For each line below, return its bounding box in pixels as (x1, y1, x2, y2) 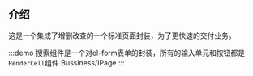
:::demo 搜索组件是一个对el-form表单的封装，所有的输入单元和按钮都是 (8, 48, 246, 57)
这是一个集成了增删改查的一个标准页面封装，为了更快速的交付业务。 (8, 31, 236, 40)
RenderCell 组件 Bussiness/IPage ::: (8, 57, 125, 67)
